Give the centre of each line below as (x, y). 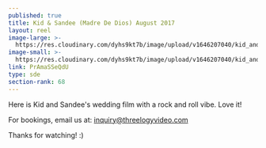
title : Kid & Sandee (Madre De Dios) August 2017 (92, 23)
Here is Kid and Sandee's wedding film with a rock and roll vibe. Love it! (125, 104)
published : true (35, 15)
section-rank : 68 (37, 82)
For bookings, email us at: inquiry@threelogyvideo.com (98, 120)
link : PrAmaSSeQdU (38, 67)
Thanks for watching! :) (46, 135)
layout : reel (30, 30)
